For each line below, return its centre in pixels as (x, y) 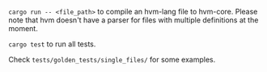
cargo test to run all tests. (52, 44)
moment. (23, 28)
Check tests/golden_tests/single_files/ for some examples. (112, 60)
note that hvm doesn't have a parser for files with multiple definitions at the (133, 20)
